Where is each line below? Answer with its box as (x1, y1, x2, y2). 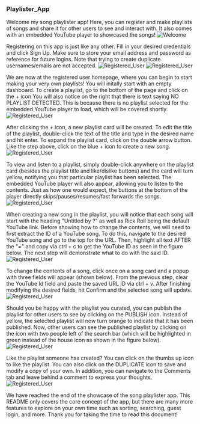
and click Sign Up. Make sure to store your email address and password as (6, 49, 191, 57)
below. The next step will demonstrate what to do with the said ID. (6, 249, 169, 257)
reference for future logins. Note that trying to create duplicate (6, 56, 161, 63)
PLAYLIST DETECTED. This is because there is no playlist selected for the (6, 99, 189, 106)
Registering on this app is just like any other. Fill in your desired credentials (6, 43, 191, 50)
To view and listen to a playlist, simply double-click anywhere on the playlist (6, 161, 194, 168)
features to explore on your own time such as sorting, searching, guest (6, 405, 181, 412)
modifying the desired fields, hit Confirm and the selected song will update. (6, 286, 193, 293)
